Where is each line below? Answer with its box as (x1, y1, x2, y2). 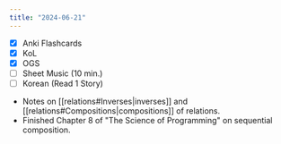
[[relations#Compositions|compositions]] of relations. (22, 105, 221, 116)
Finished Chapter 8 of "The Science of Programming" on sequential (22, 114, 273, 125)
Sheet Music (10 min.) (22, 68, 103, 79)
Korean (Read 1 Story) (22, 78, 103, 89)
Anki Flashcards (22, 38, 83, 48)
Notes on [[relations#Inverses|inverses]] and (22, 96, 189, 106)
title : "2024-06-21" (9, 13, 87, 22)
